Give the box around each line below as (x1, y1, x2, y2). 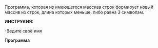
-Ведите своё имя (4, 28, 42, 33)
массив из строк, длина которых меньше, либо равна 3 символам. (4, 9, 144, 15)
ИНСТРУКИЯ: (4, 19, 34, 24)
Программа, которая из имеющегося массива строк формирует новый (4, 4, 154, 10)
